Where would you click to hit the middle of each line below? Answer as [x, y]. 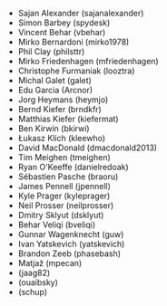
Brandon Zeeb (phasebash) [69, 253]
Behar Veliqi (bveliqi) [57, 225]
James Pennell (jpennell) [64, 186]
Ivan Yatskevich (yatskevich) [71, 244]
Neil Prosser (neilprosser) [66, 206]
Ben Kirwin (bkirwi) [54, 129]
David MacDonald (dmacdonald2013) [87, 148]
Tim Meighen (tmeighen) [64, 157]
